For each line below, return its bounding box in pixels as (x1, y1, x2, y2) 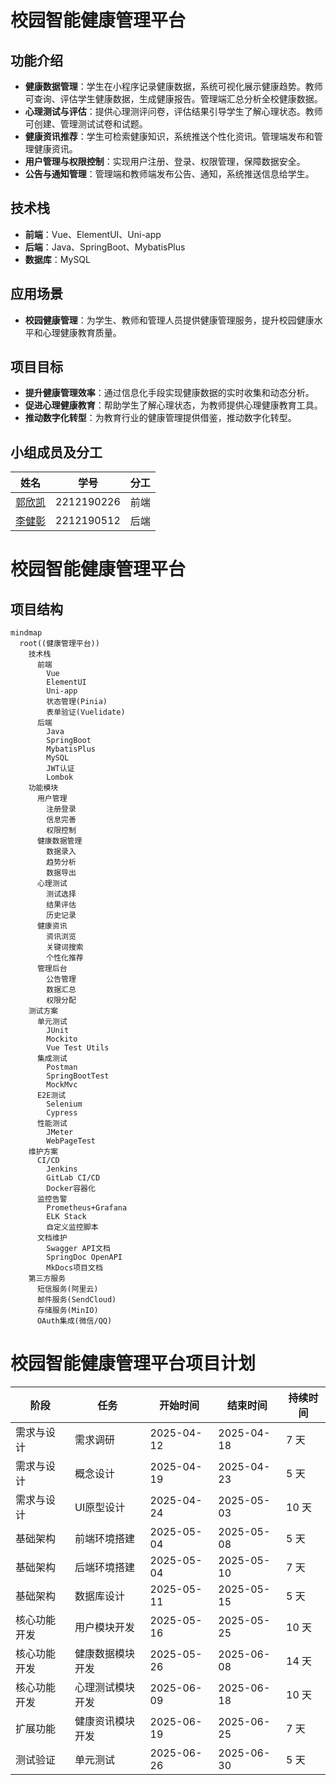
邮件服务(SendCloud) (36, 1295, 117, 1305)
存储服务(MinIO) (36, 1306, 99, 1316)
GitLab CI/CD (46, 1173, 101, 1183)
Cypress (46, 1108, 78, 1118)
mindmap (10, 628, 43, 638)
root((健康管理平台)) (19, 639, 100, 649)
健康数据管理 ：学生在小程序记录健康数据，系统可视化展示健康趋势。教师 (24, 81, 323, 92)
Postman (46, 1062, 78, 1073)
